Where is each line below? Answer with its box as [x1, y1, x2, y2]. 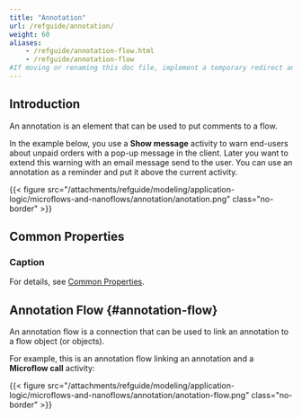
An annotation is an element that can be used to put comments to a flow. [9, 120, 278, 131]
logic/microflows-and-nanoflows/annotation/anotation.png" [9, 193, 231, 204]
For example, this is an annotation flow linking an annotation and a [9, 353, 254, 364]
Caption [9, 256, 45, 268]
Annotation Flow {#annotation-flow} [9, 302, 218, 317]
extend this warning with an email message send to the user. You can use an [9, 156, 293, 167]
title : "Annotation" [9, 13, 87, 22]
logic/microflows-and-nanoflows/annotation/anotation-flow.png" [9, 390, 250, 401]
